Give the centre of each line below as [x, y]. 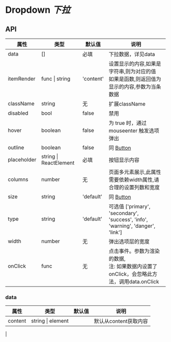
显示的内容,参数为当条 [135, 87]
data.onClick [144, 282]
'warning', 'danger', [132, 226]
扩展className [127, 104]
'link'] [115, 232]
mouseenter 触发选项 [134, 131]
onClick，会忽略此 [131, 274]
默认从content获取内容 [121, 321]
